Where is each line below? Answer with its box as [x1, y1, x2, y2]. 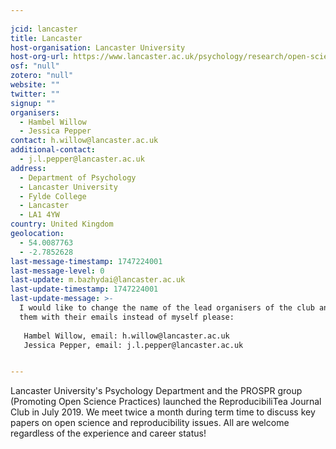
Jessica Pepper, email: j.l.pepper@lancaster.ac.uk [23, 340, 244, 350]
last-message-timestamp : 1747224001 [10, 256, 163, 266]
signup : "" [10, 98, 56, 108]
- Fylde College [19, 191, 87, 201]
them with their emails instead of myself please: [19, 312, 235, 322]
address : [10, 163, 47, 173]
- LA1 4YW [19, 210, 60, 220]
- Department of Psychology [19, 172, 137, 183]
